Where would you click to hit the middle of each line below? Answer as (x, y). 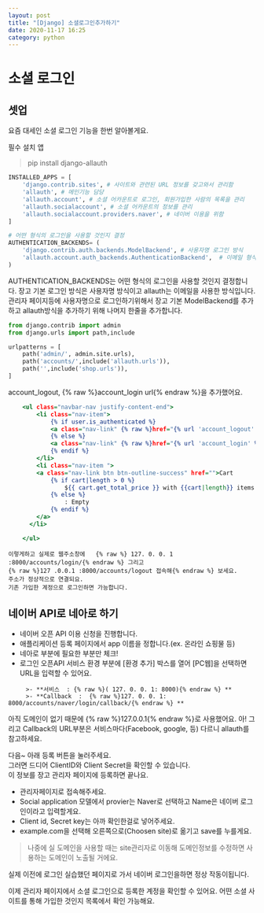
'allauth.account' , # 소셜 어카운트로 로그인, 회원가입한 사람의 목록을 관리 (134, 199)
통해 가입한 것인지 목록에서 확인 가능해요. (92, 901)
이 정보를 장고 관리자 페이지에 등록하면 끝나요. (79, 775)
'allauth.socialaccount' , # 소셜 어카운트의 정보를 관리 (107, 207)
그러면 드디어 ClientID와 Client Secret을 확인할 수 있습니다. (99, 765)
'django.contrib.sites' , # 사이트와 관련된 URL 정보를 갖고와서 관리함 (128, 185)
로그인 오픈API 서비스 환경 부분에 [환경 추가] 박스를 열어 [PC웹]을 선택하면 (133, 663)
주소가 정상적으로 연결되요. (46, 579)
